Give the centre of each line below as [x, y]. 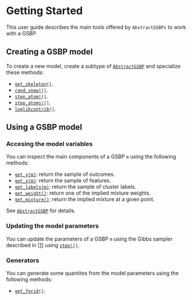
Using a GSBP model [44, 127]
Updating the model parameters [53, 226]
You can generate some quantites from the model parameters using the [92, 273]
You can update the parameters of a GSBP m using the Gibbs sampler [90, 239]
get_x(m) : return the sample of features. [63, 181]
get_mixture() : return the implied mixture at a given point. [85, 199]
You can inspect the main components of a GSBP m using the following [91, 156]
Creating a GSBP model [49, 52]
